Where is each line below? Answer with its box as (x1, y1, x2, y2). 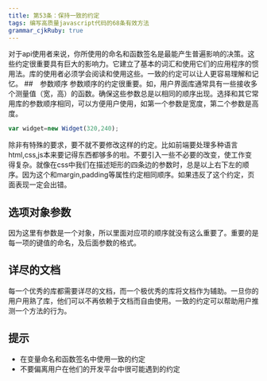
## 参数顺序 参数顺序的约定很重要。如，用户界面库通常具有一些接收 (23, 79, 251, 88)
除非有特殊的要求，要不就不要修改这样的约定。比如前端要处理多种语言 (8, 140, 238, 150)
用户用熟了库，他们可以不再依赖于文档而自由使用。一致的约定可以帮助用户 (8, 296, 252, 305)
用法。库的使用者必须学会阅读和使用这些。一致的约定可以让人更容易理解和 (8, 69, 252, 79)
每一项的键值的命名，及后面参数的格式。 (8, 238, 141, 247)
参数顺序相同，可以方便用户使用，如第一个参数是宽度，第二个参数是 (29, 99, 252, 108)
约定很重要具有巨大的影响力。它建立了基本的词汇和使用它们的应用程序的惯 (14, 59, 259, 68)
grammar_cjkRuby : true (8, 26, 83, 34)
